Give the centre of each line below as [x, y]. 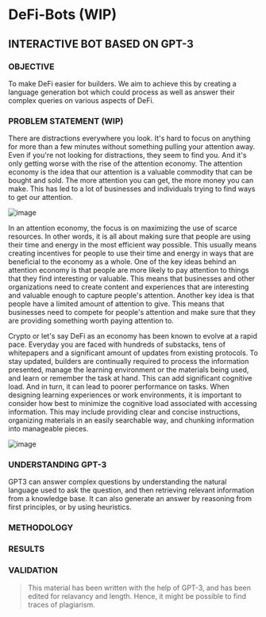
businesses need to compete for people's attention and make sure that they [132, 312]
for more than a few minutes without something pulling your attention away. [132, 147]
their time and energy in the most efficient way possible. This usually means [133, 245]
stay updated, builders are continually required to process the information [129, 362]
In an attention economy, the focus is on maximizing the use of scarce [123, 228]
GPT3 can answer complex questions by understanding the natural [118, 482]
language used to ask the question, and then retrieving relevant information [131, 490]
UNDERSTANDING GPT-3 [58, 465]
